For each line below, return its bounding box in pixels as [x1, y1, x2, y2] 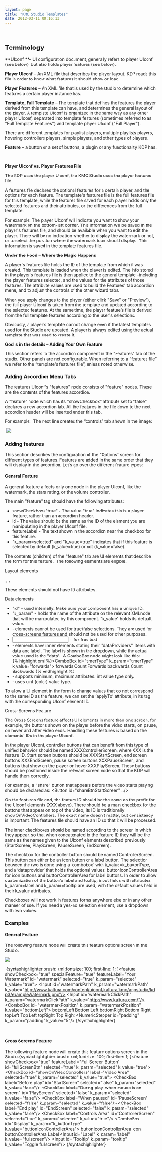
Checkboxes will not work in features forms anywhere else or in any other [5, 897, 152, 903]
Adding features [5, 441, 44, 448]
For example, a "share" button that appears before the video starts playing [5, 782, 153, 788]
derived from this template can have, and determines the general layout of [5, 105, 153, 111]
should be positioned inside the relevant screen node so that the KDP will [5, 768, 151, 773]
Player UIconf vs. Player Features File [5, 163, 82, 169]
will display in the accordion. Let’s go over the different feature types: [5, 462, 143, 468]
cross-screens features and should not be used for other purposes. [12, 631, 147, 637]
